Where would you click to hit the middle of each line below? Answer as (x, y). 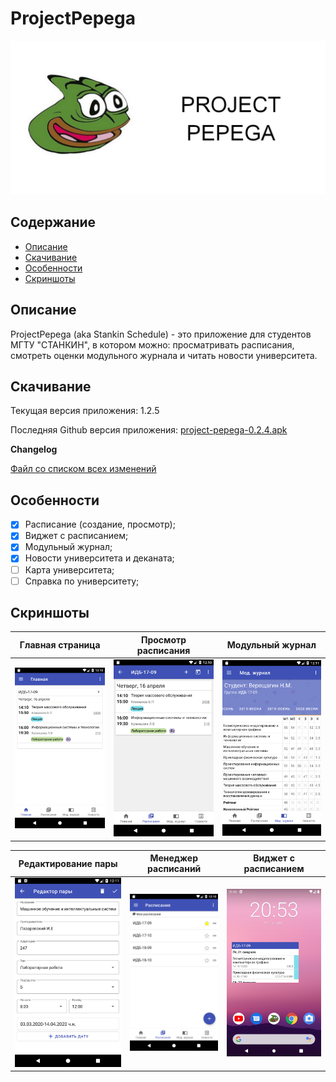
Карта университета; (69, 569)
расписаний (174, 869)
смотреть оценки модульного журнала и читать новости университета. (164, 355)
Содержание (53, 222)
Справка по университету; (82, 581)
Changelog (34, 449)
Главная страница (60, 645)
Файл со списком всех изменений (83, 469)
